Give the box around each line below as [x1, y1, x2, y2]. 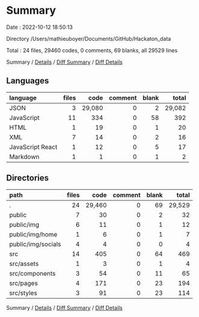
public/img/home [9, 230, 58, 238]
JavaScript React [9, 142, 58, 151]
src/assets [9, 259, 39, 268]
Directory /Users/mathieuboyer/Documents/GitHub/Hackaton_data [6, 35, 171, 42]
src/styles [9, 289, 37, 297]
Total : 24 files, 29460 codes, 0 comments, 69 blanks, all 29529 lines [6, 46, 178, 54]
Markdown [9, 152, 40, 161]
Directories [6, 173, 49, 183]
